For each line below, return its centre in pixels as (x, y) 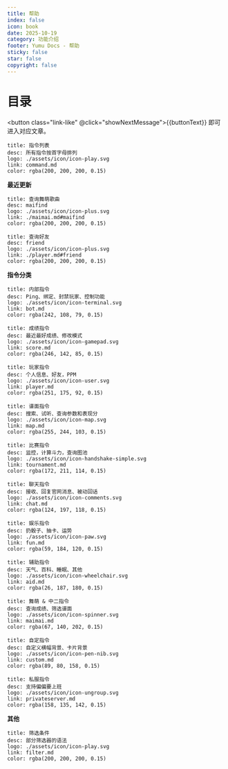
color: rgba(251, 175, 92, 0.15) (55, 392)
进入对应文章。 (28, 131)
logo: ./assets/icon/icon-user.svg (58, 381)
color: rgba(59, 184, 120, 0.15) (55, 548)
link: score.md (29, 347)
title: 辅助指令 (28, 562)
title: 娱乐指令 (28, 523)
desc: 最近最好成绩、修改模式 (45, 336)
